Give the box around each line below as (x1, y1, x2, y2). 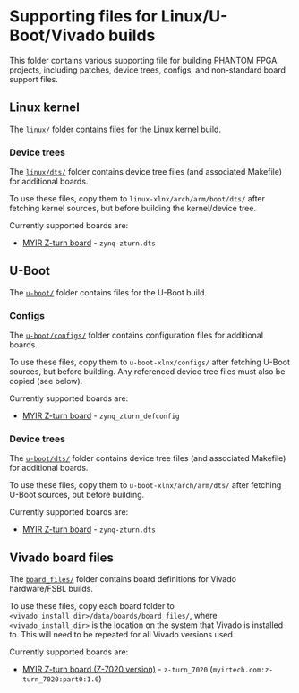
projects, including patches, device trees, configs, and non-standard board (9, 64, 286, 75)
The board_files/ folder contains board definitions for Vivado (9, 574, 237, 585)
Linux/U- (160, 6, 228, 27)
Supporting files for (9, 6, 158, 27)
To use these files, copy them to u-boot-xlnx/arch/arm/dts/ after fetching (9, 480, 282, 491)
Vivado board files (9, 550, 114, 565)
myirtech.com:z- (212, 665, 273, 675)
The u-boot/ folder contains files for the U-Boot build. (9, 287, 208, 297)
